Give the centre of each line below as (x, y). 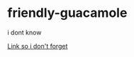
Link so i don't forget (38, 46)
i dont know (24, 32)
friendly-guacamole (67, 13)
